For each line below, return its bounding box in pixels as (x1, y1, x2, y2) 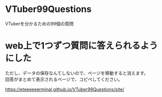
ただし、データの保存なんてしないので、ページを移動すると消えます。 (5, 70, 149, 76)
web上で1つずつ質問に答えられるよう (5, 40, 158, 51)
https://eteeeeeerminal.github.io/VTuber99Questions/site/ (5, 86, 125, 92)
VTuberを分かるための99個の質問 (5, 20, 74, 26)
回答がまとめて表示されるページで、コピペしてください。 (5, 76, 123, 82)
